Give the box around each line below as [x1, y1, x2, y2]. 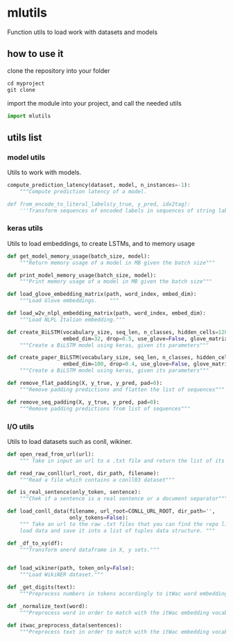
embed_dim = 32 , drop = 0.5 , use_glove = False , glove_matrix [62, 335, 228, 342]
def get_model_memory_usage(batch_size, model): [7, 252, 150, 260]
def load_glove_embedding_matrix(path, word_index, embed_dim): [7, 290, 197, 298]
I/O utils [7, 422, 35, 431]
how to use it [7, 48, 64, 60]
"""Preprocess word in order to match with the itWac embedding [19, 609, 209, 616]
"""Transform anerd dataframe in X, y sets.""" [19, 546, 159, 553]
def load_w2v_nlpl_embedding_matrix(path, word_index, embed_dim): [7, 310, 207, 317]
